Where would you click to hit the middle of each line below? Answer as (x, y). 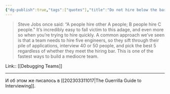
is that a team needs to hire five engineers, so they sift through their (88, 40)
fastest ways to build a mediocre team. (58, 56)
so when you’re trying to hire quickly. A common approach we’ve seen (91, 35)
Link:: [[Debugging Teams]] (34, 66)
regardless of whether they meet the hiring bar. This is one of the (85, 51)
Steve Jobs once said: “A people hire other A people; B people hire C (89, 24)
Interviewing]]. (20, 85)
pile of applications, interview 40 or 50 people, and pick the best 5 (87, 45)
